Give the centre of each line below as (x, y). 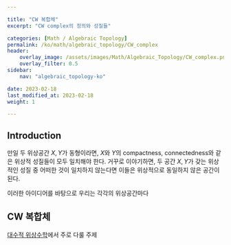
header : (18, 51)
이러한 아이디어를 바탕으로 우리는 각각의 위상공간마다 (78, 194)
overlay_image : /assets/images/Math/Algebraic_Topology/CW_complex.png (124, 58)
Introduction (34, 136)
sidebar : (20, 70)
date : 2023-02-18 (32, 89)
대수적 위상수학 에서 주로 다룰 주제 (52, 235)
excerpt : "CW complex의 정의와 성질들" (59, 26)
